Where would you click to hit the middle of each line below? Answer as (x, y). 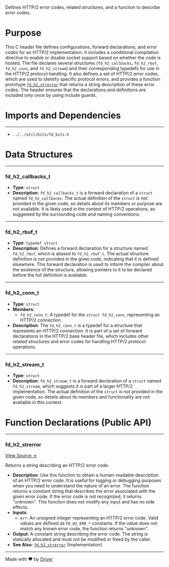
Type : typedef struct (35, 243)
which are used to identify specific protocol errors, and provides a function (83, 79)
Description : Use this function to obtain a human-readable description (86, 475)
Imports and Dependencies (63, 116)
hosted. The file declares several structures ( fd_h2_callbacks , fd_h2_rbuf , (82, 63)
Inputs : (20, 513)
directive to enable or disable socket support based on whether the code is (83, 57)
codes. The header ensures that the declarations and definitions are (75, 90)
